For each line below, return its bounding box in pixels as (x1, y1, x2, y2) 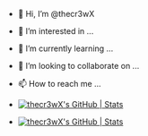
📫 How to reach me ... (17, 79, 101, 89)
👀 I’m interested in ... (17, 26, 94, 36)
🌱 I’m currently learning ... (17, 43, 114, 54)
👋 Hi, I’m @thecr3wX (17, 9, 95, 19)
